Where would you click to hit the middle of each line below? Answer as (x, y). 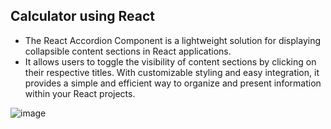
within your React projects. (80, 93)
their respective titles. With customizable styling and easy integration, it (172, 72)
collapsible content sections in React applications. (128, 51)
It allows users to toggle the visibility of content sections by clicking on (170, 61)
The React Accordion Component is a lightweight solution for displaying (172, 40)
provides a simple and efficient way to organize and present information (173, 83)
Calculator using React (82, 16)
